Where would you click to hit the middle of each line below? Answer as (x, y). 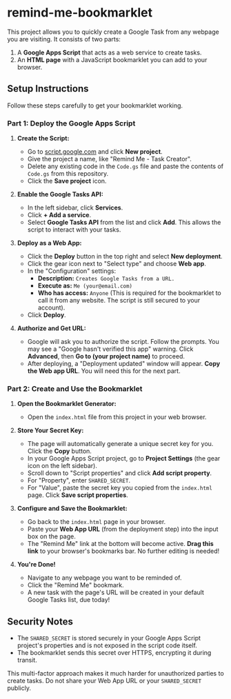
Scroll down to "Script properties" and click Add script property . (120, 473)
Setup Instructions (48, 89)
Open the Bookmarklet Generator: (67, 404)
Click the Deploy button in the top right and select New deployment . (125, 256)
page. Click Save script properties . (78, 495)
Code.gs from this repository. (68, 174)
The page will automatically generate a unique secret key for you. (120, 444)
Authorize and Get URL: (51, 328)
